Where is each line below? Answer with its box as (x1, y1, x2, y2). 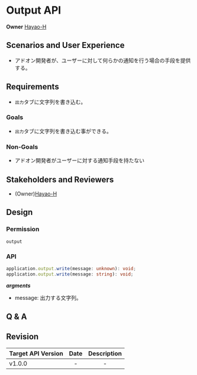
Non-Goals (6, 143, 38, 151)
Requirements (6, 82, 59, 92)
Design (6, 207, 33, 217)
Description (88, 349, 122, 357)
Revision (6, 332, 39, 342)
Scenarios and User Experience (6, 40, 125, 50)
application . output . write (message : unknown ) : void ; (6, 265, 136, 271)
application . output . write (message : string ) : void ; (6, 271, 134, 277)
